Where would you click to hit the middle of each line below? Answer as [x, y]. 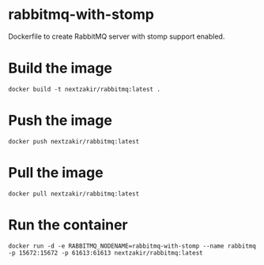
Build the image [60, 68]
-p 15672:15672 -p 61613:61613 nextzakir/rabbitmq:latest [106, 253]
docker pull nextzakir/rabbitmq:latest [74, 194]
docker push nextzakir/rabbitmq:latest [74, 141]
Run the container [68, 224]
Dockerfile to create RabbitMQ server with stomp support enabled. [117, 36]
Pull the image [56, 173]
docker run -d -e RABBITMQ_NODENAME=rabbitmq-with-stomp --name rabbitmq [132, 246]
